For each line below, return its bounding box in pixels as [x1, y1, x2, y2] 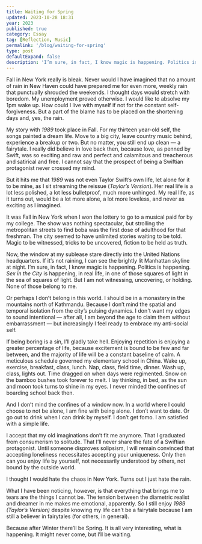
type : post [6, 48, 34, 54]
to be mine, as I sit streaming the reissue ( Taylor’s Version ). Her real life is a [6, 182, 194, 190]
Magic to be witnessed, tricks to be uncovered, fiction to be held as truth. [6, 239, 188, 246]
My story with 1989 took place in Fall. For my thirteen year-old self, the [6, 126, 181, 133]
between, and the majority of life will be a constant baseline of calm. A [6, 351, 180, 358]
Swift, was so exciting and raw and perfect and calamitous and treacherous [6, 151, 194, 158]
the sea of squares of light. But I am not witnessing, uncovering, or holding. [6, 276, 192, 283]
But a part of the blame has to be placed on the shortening [38, 108, 183, 115]
